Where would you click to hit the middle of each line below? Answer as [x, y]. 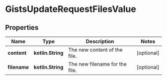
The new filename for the [97, 64]
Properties [22, 28]
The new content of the [95, 50]
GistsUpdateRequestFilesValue [71, 9]
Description [100, 41]
